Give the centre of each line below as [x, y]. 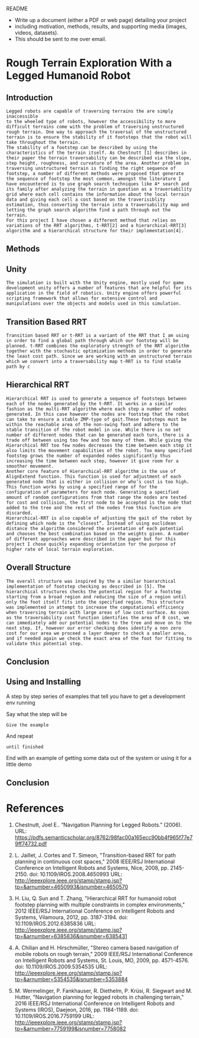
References [35, 808]
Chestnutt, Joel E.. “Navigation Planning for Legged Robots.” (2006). [98, 825]
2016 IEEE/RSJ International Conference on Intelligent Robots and [94, 1004]
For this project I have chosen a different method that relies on [91, 220]
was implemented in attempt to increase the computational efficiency [95, 607]
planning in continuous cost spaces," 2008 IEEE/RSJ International [95, 862]
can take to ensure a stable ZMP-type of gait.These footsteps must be [96, 419]
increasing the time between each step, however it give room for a [92, 461]
